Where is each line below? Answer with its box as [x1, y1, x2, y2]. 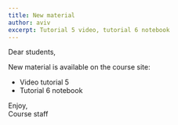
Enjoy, [8, 101, 28, 110]
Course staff [8, 109, 49, 119]
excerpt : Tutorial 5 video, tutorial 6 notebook [8, 26, 170, 34]
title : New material [8, 11, 76, 20]
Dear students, [8, 48, 56, 57]
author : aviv [8, 19, 51, 27]
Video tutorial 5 [19, 77, 69, 87]
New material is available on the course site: [8, 62, 151, 72]
